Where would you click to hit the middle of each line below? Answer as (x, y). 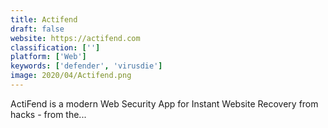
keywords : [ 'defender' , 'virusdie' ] (86, 66)
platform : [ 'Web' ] (48, 57)
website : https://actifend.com (75, 38)
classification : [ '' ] (55, 47)
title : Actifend (44, 19)
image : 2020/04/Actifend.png (71, 76)
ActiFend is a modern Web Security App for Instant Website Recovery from (164, 103)
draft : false (37, 29)
